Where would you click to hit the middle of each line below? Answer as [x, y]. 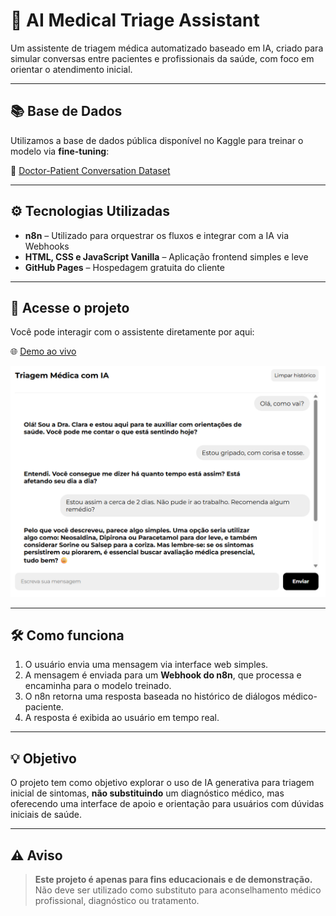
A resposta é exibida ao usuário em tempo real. [122, 718]
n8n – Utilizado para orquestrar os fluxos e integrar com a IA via [157, 235]
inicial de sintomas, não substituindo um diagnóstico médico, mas [147, 793]
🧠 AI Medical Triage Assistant [135, 20]
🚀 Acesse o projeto [70, 307]
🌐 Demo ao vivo [43, 351]
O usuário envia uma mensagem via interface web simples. [146, 665]
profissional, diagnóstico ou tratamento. [117, 900]
